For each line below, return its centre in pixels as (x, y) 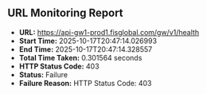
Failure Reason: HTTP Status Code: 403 (85, 83)
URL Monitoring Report (66, 13)
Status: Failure (43, 74)
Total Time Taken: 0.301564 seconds (80, 57)
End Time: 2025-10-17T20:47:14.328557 (86, 49)
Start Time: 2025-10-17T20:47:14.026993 (88, 41)
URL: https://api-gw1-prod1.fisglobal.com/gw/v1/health (109, 32)
